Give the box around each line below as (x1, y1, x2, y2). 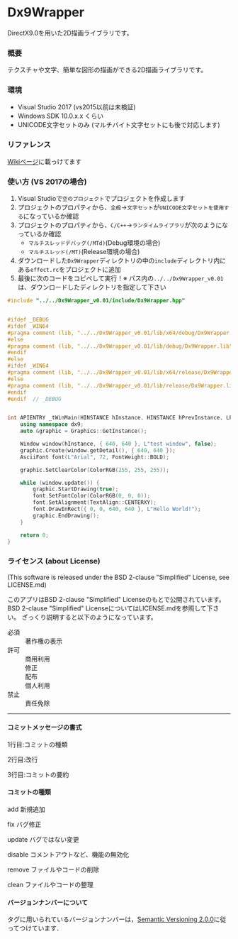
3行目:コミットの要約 (7, 770, 69, 779)
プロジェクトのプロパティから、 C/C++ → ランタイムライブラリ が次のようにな (17, 221, 229, 229)
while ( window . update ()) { (20, 479, 100, 486)
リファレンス (7, 140, 51, 150)
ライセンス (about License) (7, 556, 101, 566)
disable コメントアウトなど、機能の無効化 (7, 850, 130, 859)
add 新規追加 (7, 805, 45, 813)
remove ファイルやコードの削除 (7, 865, 100, 874)
